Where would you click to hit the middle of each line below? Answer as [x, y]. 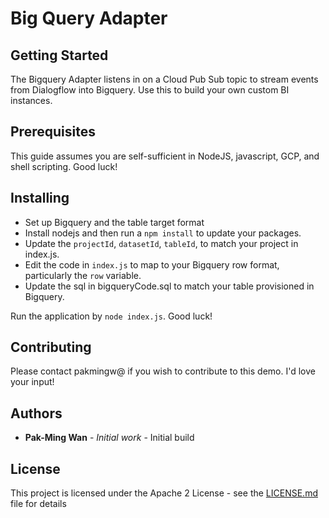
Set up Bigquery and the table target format [114, 222]
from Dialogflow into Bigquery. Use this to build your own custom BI [150, 90]
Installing [40, 198]
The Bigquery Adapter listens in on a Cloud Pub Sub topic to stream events [164, 79]
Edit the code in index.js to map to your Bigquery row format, [152, 264]
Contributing [51, 347]
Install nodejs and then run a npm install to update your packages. [163, 233]
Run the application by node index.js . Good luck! [111, 316]
